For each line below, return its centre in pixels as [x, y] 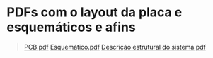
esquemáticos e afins [71, 27]
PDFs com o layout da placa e [94, 12]
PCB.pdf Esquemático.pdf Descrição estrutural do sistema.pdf [115, 47]
